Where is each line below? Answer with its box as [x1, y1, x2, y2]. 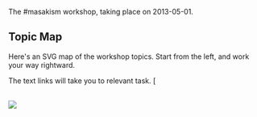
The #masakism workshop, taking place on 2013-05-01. [8, 7, 193, 16]
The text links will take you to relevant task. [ [8, 76, 156, 86]
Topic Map [8, 30, 63, 44]
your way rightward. [8, 60, 75, 69]
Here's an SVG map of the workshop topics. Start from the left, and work [8, 52, 250, 61]
